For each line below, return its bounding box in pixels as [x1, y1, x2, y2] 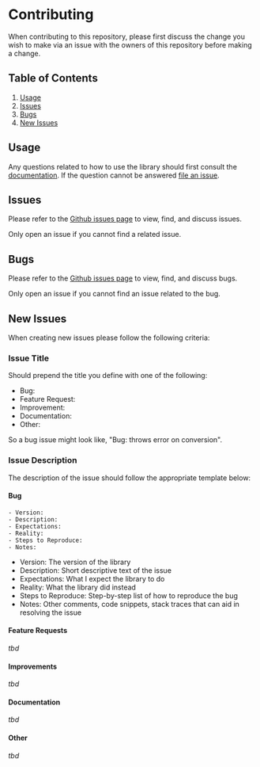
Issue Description [8, 455, 77, 466]
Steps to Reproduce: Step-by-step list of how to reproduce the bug [19, 590, 239, 600]
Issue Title [8, 353, 50, 364]
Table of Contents [8, 71, 99, 85]
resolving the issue [19, 608, 81, 617]
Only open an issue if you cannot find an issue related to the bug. [8, 289, 221, 299]
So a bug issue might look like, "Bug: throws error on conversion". [8, 435, 223, 445]
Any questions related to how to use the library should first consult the [8, 162, 237, 171]
